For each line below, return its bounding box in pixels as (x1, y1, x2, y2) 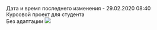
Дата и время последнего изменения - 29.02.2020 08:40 (6, 5, 151, 12)
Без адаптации (6, 18, 43, 25)
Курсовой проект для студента (6, 11, 85, 18)
